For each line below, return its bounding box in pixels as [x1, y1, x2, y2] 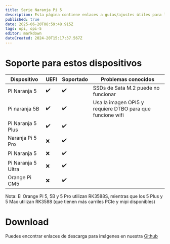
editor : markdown [5, 31, 42, 36]
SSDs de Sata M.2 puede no [93, 84, 160, 91]
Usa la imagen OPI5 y [93, 99, 144, 106]
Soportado [62, 75, 89, 83]
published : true [5, 17, 39, 22]
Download [5, 216, 49, 228]
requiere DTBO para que [93, 105, 151, 112]
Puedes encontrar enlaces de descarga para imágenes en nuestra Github [5, 233, 158, 239]
